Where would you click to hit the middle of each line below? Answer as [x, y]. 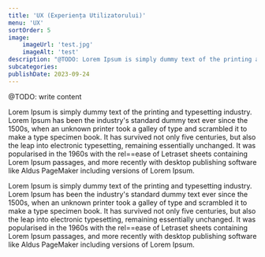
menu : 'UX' [26, 23]
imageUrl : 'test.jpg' [58, 45]
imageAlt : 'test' [51, 52]
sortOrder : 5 [30, 30]
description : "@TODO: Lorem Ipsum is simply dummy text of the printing [130, 60]
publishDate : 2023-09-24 [49, 74]
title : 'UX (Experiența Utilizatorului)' [77, 15]
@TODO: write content [45, 96]
